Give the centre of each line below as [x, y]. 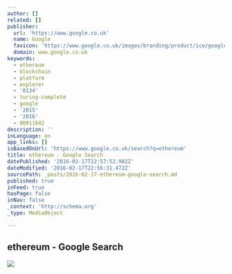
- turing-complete [40, 98]
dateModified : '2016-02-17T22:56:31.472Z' [69, 168]
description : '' [30, 129]
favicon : [26, 46]
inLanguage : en [29, 136]
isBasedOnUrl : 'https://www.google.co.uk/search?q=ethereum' [97, 149]
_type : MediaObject [35, 213]
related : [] [24, 20]
